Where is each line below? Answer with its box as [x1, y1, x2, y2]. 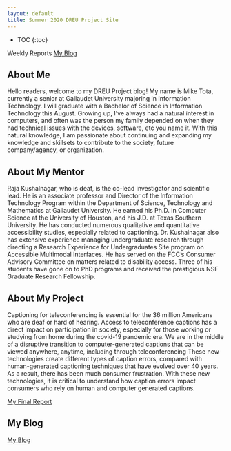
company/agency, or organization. [7, 146, 105, 154]
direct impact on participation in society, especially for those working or [7, 325, 212, 334]
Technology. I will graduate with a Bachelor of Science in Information [7, 102, 203, 111]
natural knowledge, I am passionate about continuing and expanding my [7, 131, 212, 140]
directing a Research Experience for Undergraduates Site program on [7, 243, 205, 251]
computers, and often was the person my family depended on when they [7, 117, 214, 125]
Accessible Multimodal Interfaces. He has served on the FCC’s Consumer [7, 250, 216, 259]
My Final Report [7, 397, 52, 405]
